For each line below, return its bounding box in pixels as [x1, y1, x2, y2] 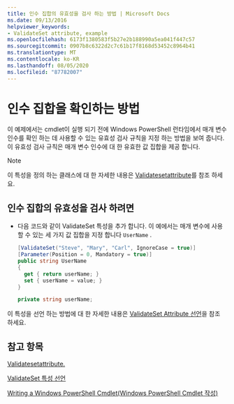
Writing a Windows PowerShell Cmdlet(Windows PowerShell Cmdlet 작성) [7, 389, 219, 398]
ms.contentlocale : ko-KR [7, 56, 80, 63]
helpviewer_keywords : [7, 23, 71, 30]
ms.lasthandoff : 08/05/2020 [7, 62, 89, 69]
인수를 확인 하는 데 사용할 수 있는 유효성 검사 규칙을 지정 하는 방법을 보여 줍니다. [7, 134, 225, 142]
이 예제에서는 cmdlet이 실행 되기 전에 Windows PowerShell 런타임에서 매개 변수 [7, 125, 227, 133]
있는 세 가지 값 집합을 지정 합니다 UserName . [32, 231, 152, 239]
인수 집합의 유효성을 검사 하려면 [7, 202, 135, 214]
